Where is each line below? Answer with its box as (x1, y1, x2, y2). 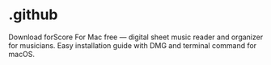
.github (8, 6, 58, 24)
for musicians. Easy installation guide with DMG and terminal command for (8, 40, 257, 50)
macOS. (8, 49, 35, 59)
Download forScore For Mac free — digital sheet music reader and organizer (8, 32, 264, 42)
